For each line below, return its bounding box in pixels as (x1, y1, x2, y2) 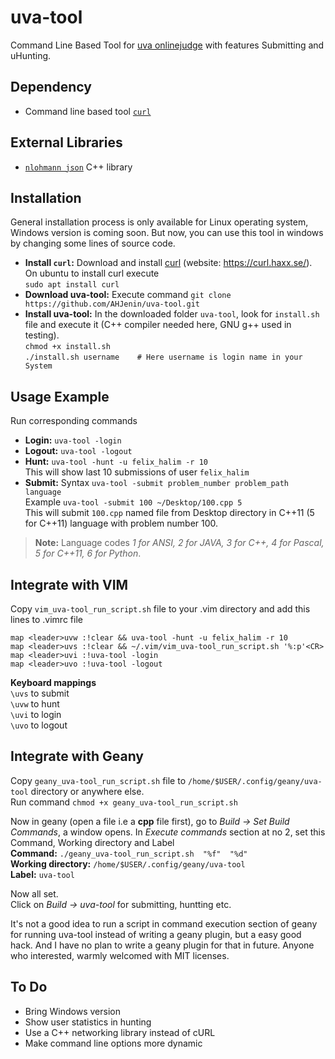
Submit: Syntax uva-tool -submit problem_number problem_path (24, 477, 290, 489)
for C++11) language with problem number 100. (24, 517, 219, 530)
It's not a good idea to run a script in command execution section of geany (10, 917, 318, 930)
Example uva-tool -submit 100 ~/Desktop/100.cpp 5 (24, 496, 243, 508)
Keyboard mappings (10, 677, 97, 688)
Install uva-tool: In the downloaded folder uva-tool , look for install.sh (24, 308, 320, 320)
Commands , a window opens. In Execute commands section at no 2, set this (10, 826, 326, 838)
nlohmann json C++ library (24, 161, 133, 173)
